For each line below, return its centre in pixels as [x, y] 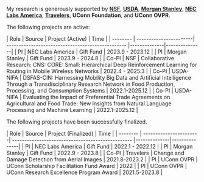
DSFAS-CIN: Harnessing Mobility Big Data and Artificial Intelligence [107, 78]
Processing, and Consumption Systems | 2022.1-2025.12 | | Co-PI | [90, 90]
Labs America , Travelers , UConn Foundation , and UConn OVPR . [88, 15]
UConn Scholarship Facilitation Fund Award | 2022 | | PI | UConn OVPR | [97, 166]
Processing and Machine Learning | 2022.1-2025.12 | [72, 110]
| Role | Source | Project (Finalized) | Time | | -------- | [74, 134]
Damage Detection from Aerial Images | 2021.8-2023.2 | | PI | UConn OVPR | [102, 159]
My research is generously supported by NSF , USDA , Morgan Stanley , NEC [101, 9]
